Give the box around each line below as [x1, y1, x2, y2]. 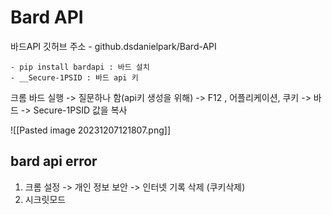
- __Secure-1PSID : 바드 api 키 [10, 72, 139, 83]
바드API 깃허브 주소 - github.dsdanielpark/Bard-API [10, 40, 217, 52]
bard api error [10, 153, 98, 170]
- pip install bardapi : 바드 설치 [10, 62, 150, 72]
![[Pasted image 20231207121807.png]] [10, 124, 172, 136]
